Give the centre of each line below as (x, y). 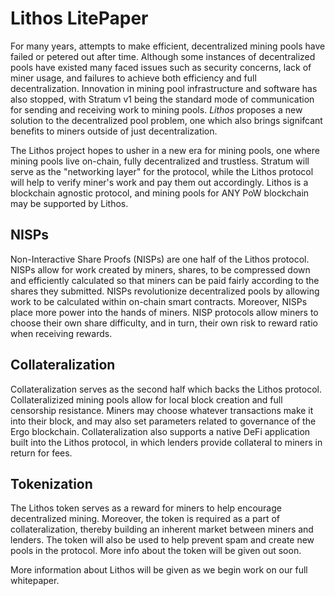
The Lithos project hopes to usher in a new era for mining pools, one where (165, 150)
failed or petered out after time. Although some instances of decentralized (163, 56)
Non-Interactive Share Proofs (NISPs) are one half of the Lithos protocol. (160, 259)
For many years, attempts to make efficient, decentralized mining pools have (168, 46)
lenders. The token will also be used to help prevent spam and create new (162, 540)
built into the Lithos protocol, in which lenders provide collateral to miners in (166, 442)
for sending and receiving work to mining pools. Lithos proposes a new (156, 109)
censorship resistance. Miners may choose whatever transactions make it (162, 410)
